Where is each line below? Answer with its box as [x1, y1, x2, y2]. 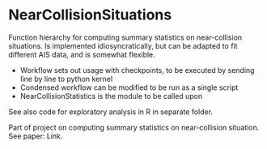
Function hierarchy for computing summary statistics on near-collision [8, 32, 243, 42]
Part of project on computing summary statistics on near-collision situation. [8, 122, 260, 132]
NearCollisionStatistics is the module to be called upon [19, 91, 203, 100]
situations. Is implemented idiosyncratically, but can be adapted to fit [8, 40, 238, 50]
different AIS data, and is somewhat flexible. [8, 49, 155, 59]
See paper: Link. [8, 131, 63, 141]
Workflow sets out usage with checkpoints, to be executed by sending [19, 65, 255, 74]
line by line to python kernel [19, 74, 113, 83]
